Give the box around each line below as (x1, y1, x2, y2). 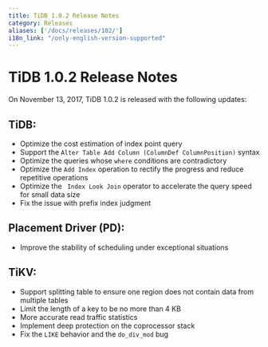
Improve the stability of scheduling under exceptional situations (19, 243, 229, 252)
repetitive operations (19, 173, 89, 182)
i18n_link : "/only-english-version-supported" (8, 34, 166, 42)
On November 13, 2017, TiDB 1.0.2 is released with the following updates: (8, 95, 247, 104)
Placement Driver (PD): (8, 221, 125, 235)
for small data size (19, 190, 81, 199)
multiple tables (19, 295, 69, 305)
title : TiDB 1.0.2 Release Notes (8, 11, 120, 20)
